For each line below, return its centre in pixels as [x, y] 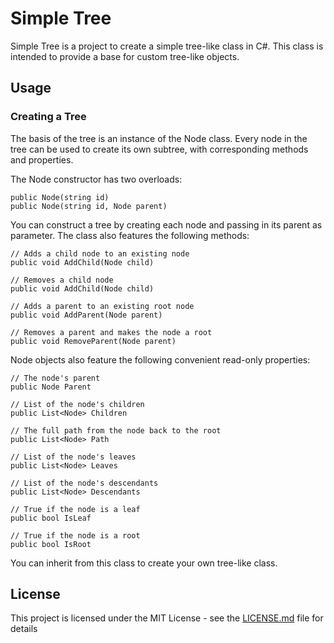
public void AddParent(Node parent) [86, 315]
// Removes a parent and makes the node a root [111, 332]
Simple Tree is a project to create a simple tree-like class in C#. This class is [167, 46]
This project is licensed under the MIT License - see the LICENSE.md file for [167, 618]
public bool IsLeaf [51, 518]
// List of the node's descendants [84, 483]
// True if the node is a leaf [75, 509]
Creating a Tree [48, 117]
